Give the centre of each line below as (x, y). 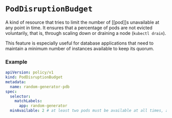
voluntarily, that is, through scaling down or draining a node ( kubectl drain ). (86, 33)
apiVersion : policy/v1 (29, 73)
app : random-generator (43, 106)
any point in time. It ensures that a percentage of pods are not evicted (79, 28)
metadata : (16, 82)
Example (16, 62)
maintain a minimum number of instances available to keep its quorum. (80, 48)
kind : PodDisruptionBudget (34, 77)
